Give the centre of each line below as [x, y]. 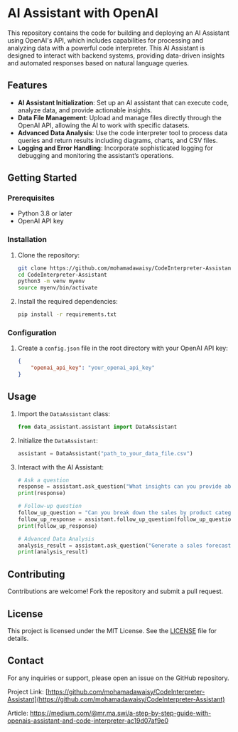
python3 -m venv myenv [51, 281]
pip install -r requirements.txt [67, 314]
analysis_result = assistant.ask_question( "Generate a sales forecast [124, 546]
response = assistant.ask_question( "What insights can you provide [119, 487]
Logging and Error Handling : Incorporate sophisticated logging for [115, 148]
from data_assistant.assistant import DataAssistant [97, 427]
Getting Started [42, 178]
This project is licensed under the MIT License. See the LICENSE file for [112, 630]
